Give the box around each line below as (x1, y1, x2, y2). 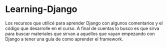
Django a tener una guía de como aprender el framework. (5, 36, 123, 42)
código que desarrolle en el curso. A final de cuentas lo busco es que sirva (5, 25, 159, 31)
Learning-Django (5, 3, 77, 15)
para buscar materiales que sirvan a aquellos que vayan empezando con (5, 30, 155, 36)
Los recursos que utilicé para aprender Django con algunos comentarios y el (5, 20, 163, 26)
